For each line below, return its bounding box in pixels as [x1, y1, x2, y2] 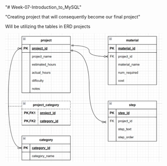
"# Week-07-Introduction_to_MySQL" [5, 4, 82, 10]
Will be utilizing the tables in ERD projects [5, 23, 91, 29]
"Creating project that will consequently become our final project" [5, 14, 141, 19]
